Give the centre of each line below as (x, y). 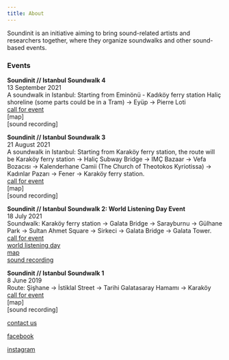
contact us (22, 322)
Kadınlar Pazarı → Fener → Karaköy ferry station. (76, 173)
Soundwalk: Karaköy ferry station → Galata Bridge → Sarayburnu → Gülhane (115, 223)
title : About (26, 13)
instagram (21, 349)
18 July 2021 (25, 216)
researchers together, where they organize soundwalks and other (99, 40)
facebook (21, 336)
